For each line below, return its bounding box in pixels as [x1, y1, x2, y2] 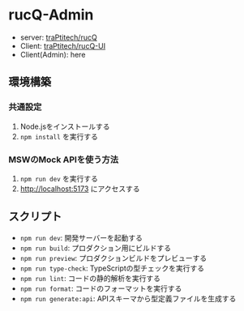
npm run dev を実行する [19, 173, 99, 183]
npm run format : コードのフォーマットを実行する [19, 283, 182, 293]
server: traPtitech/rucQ [19, 32, 97, 42]
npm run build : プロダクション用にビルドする [19, 243, 172, 253]
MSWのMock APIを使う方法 [8, 154, 119, 165]
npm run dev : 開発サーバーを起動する [19, 232, 143, 242]
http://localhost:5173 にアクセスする [19, 184, 140, 194]
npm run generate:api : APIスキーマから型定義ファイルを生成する [19, 293, 237, 303]
